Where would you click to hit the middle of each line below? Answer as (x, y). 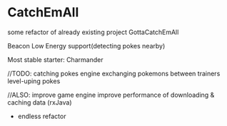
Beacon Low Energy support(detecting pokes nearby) (86, 46)
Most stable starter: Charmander (55, 59)
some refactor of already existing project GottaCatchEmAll (93, 32)
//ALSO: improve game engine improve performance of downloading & (111, 95)
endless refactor (42, 116)
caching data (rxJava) (40, 102)
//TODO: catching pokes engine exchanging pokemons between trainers (114, 73)
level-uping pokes (34, 81)
